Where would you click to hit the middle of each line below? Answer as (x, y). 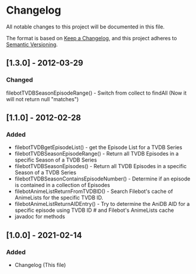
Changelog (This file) (40, 265)
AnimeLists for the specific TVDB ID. (59, 198)
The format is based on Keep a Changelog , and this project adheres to (92, 38)
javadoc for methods (40, 217)
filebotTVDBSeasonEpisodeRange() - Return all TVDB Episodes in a (97, 154)
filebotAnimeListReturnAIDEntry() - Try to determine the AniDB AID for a (102, 204)
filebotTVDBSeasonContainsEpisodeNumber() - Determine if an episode (102, 179)
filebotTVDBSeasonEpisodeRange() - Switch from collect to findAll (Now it (97, 93)
